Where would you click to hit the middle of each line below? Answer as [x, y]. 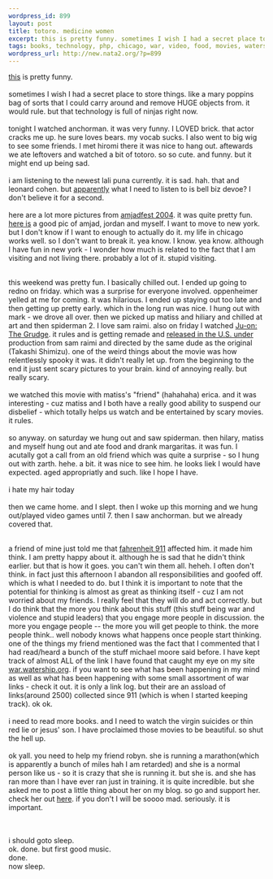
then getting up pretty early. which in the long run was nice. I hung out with [134, 308]
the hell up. [27, 738]
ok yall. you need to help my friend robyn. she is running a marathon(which [134, 756]
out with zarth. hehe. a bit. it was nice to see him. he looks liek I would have [134, 463]
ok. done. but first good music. [60, 849]
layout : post [30, 24]
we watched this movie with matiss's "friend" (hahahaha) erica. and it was [133, 394]
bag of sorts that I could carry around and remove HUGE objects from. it [129, 103]
